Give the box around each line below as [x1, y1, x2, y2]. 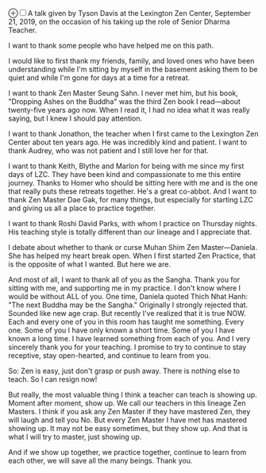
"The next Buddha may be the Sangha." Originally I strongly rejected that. [8, 300, 249, 310]
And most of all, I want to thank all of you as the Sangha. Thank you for [8, 275, 241, 284]
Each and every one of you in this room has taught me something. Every [8, 317, 245, 326]
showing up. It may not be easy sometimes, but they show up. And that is [8, 424, 249, 433]
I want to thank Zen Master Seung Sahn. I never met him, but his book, [8, 88, 238, 98]
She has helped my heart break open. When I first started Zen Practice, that [8, 251, 256, 260]
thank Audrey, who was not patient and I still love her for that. [8, 146, 209, 155]
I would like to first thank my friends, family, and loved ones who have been [8, 56, 255, 65]
